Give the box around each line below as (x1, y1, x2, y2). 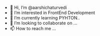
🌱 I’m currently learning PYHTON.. (9, 15, 80, 20)
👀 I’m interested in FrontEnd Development (9, 10, 96, 16)
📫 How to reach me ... (9, 26, 56, 31)
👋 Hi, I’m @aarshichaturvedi (9, 5, 67, 10)
